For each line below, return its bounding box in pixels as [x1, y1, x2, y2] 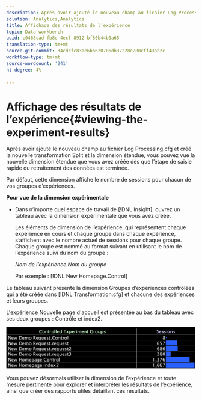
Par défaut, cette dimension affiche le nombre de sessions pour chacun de [6, 176, 191, 183]
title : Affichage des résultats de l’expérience [6, 22, 130, 28]
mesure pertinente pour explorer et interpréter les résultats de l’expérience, [6, 381, 193, 388]
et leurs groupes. [6, 297, 49, 304]
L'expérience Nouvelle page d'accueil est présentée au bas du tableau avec [6, 309, 194, 316]
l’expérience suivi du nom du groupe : [14, 250, 109, 257]
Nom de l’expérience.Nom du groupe [14, 261, 107, 268]
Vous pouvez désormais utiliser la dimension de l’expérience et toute [6, 374, 177, 381]
